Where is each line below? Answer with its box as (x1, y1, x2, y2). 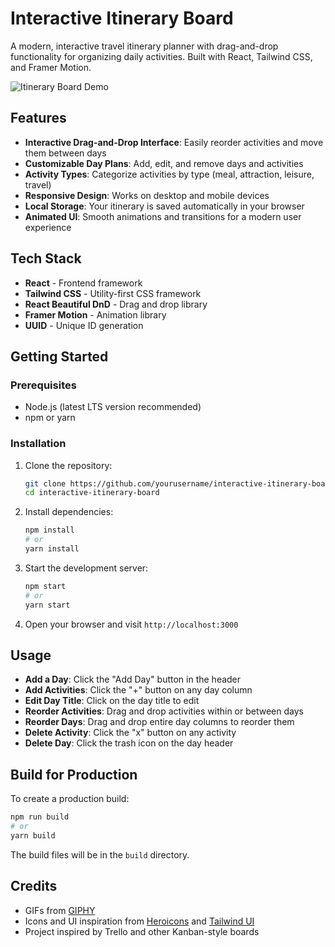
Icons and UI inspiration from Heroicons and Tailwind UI (24, 915, 255, 927)
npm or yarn (24, 412, 76, 424)
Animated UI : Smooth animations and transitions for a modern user (24, 210, 302, 222)
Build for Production (10, 766, 138, 783)
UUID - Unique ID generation (24, 319, 144, 331)
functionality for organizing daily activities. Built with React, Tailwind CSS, (10, 50, 313, 62)
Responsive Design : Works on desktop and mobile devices (24, 189, 270, 201)
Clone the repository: (24, 459, 113, 471)
